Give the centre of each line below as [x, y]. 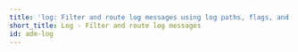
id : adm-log [31, 33]
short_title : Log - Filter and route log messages [105, 26]
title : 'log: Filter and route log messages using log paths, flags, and [149, 17]
